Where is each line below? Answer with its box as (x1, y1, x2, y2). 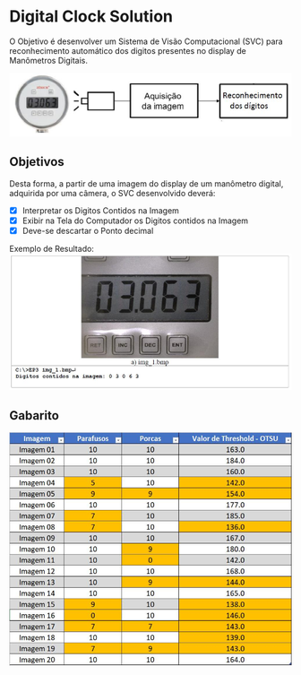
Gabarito (9, 408, 60, 423)
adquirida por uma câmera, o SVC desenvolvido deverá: (9, 187, 216, 198)
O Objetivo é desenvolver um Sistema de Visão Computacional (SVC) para (9, 36, 284, 47)
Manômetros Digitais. (9, 55, 88, 65)
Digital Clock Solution (9, 6, 173, 27)
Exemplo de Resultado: (9, 243, 94, 254)
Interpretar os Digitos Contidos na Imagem (21, 204, 179, 216)
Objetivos (9, 154, 64, 169)
